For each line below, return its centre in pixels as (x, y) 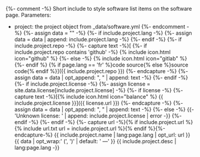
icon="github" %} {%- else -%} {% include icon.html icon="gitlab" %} (101, 58)
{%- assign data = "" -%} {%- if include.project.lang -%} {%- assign (107, 33)
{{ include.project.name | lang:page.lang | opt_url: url (119, 135)
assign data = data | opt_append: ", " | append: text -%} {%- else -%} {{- (104, 109)
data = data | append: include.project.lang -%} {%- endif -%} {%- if (98, 39)
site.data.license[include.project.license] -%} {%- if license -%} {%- (99, 90)
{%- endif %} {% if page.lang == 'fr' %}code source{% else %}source (101, 65)
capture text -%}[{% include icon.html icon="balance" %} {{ (89, 96)
